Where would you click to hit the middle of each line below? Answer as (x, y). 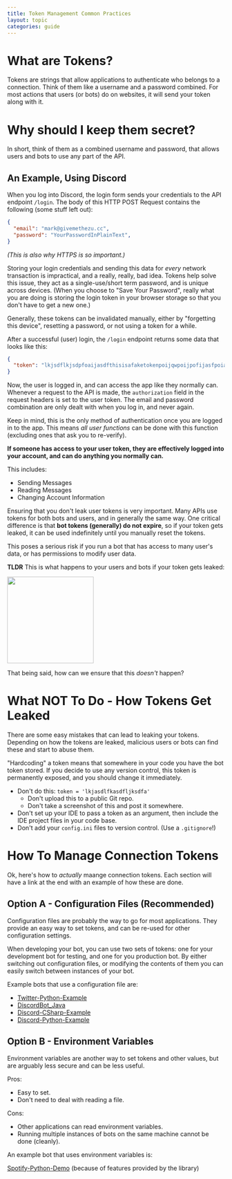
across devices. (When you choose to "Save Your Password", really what (111, 290)
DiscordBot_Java (41, 1005)
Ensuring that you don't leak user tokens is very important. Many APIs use (112, 511)
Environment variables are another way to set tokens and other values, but (113, 1058)
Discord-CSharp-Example (54, 1012)
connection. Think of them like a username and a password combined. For (113, 87)
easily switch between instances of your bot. (71, 971)
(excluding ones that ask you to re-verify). (67, 435)
